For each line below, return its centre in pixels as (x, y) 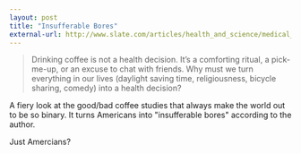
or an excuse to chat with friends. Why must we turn (157, 69)
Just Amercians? (40, 142)
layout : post (34, 17)
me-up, (45, 69)
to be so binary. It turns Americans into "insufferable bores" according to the (150, 115)
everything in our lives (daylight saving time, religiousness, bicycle (154, 79)
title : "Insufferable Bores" (64, 26)
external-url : (36, 34)
